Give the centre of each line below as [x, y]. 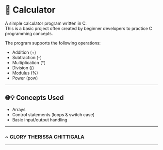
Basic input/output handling [40, 120]
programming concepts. [29, 33]
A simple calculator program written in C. [46, 23]
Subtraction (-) [27, 57]
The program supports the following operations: [53, 43]
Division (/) [23, 68]
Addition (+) [24, 52]
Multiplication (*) [29, 62]
